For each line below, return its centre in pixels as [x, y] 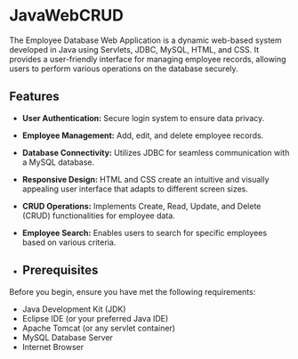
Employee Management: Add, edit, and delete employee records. [143, 135]
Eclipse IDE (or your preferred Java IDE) [95, 318]
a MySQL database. [58, 162]
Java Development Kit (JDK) [74, 309]
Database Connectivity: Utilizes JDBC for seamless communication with [156, 152]
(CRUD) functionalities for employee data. [98, 216]
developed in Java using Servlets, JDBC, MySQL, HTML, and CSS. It [134, 49]
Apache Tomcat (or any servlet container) [99, 328]
